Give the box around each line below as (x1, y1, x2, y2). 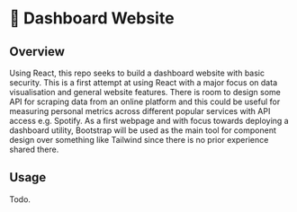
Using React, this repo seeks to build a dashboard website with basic (9, 67, 265, 78)
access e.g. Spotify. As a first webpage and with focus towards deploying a (9, 116, 290, 126)
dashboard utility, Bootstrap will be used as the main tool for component (9, 125, 277, 136)
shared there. (9, 144, 59, 155)
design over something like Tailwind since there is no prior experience (9, 135, 269, 145)
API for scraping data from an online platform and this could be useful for (9, 96, 281, 107)
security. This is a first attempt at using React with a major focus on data (9, 77, 277, 88)
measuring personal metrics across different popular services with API (9, 106, 271, 116)
